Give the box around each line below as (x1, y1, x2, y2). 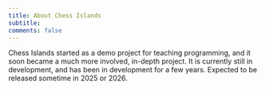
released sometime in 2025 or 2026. (8, 73, 128, 83)
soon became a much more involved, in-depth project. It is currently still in (8, 56, 253, 66)
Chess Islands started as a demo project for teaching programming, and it (8, 48, 251, 58)
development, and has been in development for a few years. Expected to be (8, 65, 258, 75)
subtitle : (8, 19, 42, 27)
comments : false (8, 26, 62, 34)
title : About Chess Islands (8, 11, 102, 20)
